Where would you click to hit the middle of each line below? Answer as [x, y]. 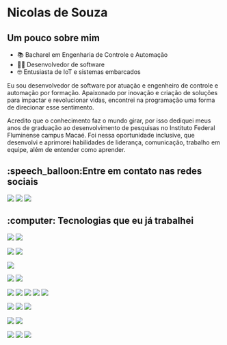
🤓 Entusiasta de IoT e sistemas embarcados [79, 72]
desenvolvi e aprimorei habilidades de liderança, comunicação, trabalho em [114, 142]
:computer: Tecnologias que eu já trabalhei [100, 221]
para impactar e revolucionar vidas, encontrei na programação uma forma [111, 100]
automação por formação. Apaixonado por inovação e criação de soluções [112, 93]
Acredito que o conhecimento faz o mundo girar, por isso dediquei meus [109, 120]
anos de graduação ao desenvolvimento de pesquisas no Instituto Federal [111, 128]
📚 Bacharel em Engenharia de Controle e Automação [92, 55]
